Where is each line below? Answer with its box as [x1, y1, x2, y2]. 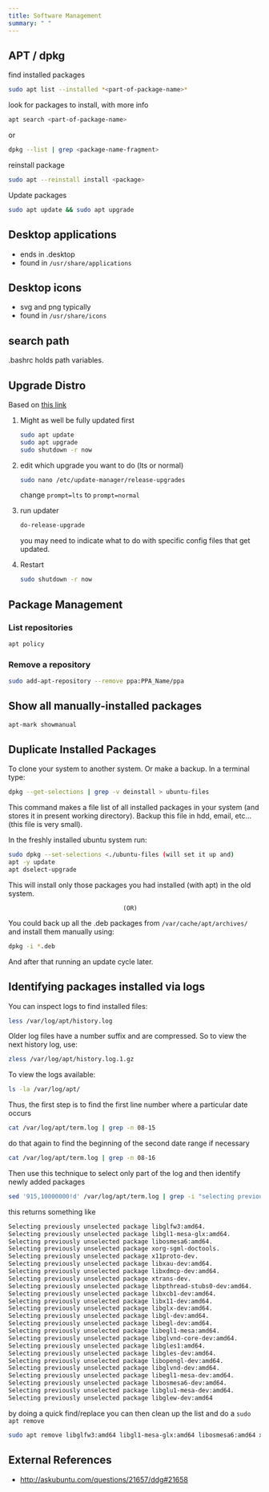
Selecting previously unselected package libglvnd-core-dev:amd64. [8, 1334, 239, 1342]
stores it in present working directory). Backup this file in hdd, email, [8, 811, 234, 821]
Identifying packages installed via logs [8, 980, 206, 994]
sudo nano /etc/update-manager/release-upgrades [19, 476, 186, 484]
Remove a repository [8, 659, 91, 670]
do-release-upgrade [19, 521, 86, 529]
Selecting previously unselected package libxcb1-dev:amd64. [8, 1289, 217, 1298]
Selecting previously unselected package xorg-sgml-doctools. [8, 1245, 220, 1253]
